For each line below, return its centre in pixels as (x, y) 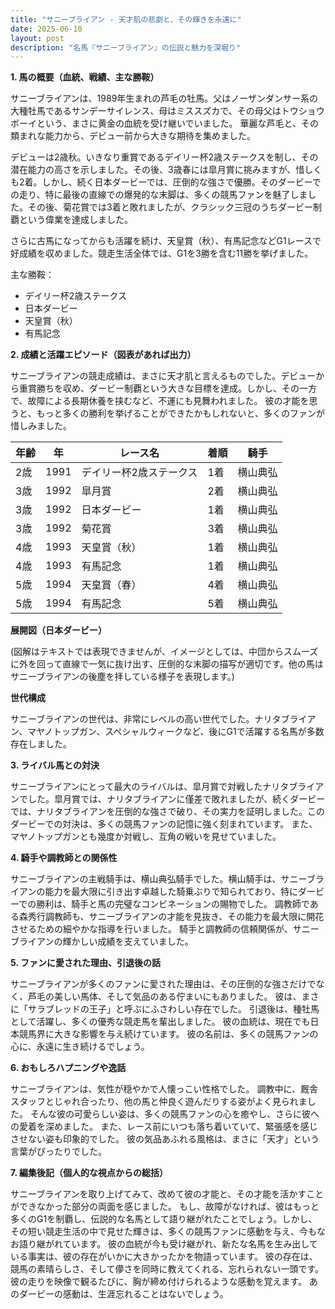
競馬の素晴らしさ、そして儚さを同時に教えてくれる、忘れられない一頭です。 (167, 1269)
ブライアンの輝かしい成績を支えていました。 (102, 942)
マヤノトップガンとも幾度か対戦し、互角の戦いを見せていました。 (146, 837)
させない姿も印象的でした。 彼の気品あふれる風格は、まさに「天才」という (165, 1139)
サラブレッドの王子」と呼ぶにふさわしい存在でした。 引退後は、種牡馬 (173, 1009)
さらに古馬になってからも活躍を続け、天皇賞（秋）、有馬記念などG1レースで (166, 241)
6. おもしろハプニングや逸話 (68, 1068)
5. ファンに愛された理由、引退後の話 (85, 963)
